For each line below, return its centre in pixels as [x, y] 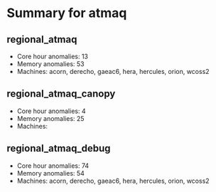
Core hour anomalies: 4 [51, 111]
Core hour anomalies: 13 [53, 56]
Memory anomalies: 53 [50, 64]
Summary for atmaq [67, 13]
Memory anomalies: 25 [50, 118]
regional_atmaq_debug [59, 148]
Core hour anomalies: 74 [53, 166]
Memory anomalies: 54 [50, 173]
